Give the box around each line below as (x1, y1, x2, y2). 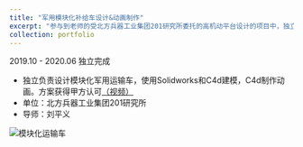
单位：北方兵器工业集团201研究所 (22, 97, 147, 108)
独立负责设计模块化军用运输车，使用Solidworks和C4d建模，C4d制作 (22, 75, 278, 86)
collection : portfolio (9, 30, 95, 39)
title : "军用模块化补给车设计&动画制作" (9, 13, 144, 23)
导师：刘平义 (22, 109, 70, 120)
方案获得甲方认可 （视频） (38, 87, 133, 97)
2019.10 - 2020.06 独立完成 (9, 56, 111, 67)
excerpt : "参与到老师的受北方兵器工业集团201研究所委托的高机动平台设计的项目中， (9, 22, 284, 31)
